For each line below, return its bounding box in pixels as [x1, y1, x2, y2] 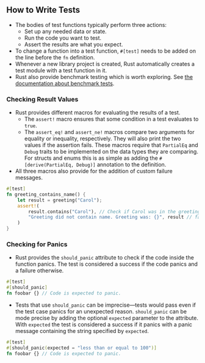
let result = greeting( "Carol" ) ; [17, 197, 103, 203]
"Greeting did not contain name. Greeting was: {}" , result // [28, 214, 192, 220]
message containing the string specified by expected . [15, 327, 149, 335]
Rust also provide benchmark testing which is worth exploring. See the [15, 73, 193, 80]
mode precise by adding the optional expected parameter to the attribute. [15, 315, 199, 322]
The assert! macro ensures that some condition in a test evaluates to [24, 116, 199, 123]
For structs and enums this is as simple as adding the [24, 154, 159, 162]
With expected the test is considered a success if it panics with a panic [15, 321, 193, 328]
